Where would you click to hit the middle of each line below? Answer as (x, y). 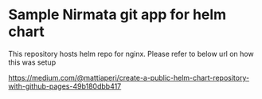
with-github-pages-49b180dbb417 (65, 86)
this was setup (32, 62)
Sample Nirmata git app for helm (117, 15)
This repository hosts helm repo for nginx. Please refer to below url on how (131, 53)
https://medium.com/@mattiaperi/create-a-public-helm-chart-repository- (129, 77)
